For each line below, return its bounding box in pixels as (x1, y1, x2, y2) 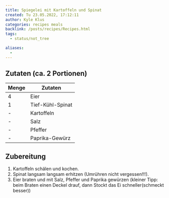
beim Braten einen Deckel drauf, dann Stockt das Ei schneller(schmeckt (12, 182, 164, 188)
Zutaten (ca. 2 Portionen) (5, 69, 88, 78)
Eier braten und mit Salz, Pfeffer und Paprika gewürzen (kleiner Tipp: (12, 176, 158, 183)
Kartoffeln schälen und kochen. (12, 166, 79, 172)
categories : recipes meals (5, 22, 63, 27)
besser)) (12, 188, 31, 194)
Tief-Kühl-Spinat (30, 101, 73, 108)
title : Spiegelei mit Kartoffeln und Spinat (5, 7, 102, 13)
